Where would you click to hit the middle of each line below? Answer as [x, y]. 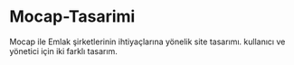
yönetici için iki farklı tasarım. [63, 51]
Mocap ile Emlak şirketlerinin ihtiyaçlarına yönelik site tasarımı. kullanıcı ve [147, 42]
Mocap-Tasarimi [72, 17]
